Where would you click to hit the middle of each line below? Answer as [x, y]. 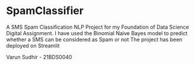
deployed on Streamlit [33, 46]
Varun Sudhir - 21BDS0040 [39, 57]
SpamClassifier [45, 11]
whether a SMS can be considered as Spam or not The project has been [94, 39]
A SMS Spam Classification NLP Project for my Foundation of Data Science [98, 27]
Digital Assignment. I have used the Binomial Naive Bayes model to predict [97, 33]
